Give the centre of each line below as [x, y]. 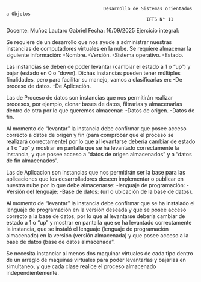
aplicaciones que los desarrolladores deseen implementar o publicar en [95, 179]
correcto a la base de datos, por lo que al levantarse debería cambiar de [96, 216]
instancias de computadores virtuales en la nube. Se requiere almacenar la [99, 49]
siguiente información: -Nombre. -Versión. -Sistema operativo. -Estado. [95, 55]
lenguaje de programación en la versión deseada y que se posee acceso [96, 210]
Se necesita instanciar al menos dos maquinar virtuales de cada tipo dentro [100, 253]
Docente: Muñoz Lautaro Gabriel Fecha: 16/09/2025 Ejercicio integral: [93, 30]
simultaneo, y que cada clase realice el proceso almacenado [81, 266]
